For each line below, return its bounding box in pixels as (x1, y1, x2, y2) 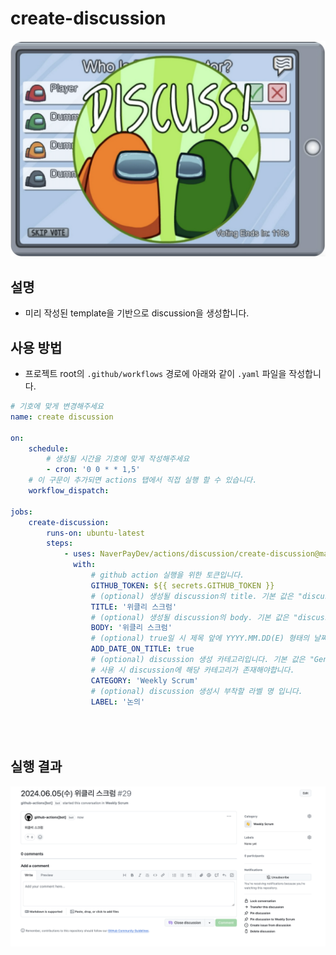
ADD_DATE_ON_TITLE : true (90, 644, 195, 654)
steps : (46, 538, 74, 549)
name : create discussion (10, 412, 114, 422)
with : (73, 560, 97, 570)
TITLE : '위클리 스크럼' (90, 602, 178, 612)
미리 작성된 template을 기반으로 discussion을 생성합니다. (24, 307, 250, 319)
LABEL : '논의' (90, 697, 146, 707)
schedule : (28, 443, 70, 454)
